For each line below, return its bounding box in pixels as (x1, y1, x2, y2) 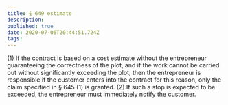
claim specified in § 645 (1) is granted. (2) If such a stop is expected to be (7, 83, 216, 91)
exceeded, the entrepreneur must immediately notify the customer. (7, 90, 196, 99)
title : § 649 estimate (7, 10, 72, 17)
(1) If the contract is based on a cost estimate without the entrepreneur (7, 54, 207, 62)
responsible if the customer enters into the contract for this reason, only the (7, 76, 222, 84)
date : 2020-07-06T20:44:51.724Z (7, 29, 100, 36)
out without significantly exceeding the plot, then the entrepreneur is (7, 69, 201, 77)
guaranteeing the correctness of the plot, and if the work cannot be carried (7, 61, 220, 70)
